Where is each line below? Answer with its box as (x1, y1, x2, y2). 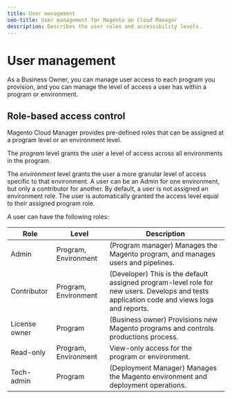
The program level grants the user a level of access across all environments (7, 149, 223, 157)
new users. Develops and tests (109, 286, 209, 296)
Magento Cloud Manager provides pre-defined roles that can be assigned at (7, 128, 224, 137)
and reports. (109, 304, 150, 313)
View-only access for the (109, 343, 192, 353)
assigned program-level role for (109, 278, 213, 287)
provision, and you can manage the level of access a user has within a (7, 83, 207, 91)
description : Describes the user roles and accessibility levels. (7, 23, 202, 30)
